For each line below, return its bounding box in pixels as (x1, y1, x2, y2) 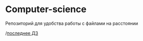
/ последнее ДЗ (5, 30, 39, 36)
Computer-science (5, 4, 87, 15)
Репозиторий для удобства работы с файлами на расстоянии (5, 20, 138, 26)
